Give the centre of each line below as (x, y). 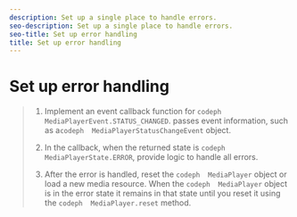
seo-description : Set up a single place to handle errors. (121, 26)
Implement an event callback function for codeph (133, 112)
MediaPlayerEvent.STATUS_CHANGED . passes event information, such (166, 121)
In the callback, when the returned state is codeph (135, 147)
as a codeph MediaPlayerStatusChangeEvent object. (138, 130)
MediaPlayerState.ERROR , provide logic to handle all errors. (151, 157)
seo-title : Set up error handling (74, 34)
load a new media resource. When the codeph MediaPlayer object (166, 184)
